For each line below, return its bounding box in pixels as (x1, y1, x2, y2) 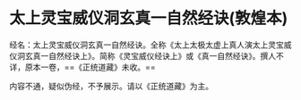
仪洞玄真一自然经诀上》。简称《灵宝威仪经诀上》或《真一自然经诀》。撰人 (9, 50, 276, 61)
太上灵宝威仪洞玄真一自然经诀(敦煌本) (9, 8, 288, 29)
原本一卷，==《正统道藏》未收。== (24, 62, 157, 72)
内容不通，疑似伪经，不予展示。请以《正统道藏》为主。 (9, 80, 213, 91)
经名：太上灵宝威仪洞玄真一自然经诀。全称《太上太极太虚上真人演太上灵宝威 (9, 39, 292, 50)
